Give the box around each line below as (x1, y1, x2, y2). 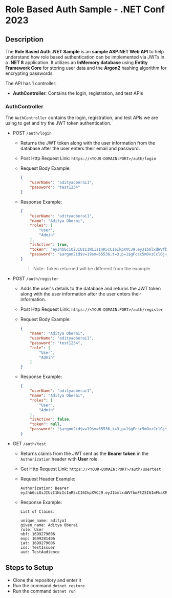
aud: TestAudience (20, 549, 60, 554)
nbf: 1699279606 (20, 531, 55, 536)
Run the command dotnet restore (12, 582, 85, 588)
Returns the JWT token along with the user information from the (20, 140, 155, 146)
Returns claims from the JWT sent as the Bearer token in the (20, 450, 149, 456)
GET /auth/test (12, 440, 47, 447)
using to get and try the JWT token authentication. (5, 120, 112, 126)
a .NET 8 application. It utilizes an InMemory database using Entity (5, 59, 148, 65)
